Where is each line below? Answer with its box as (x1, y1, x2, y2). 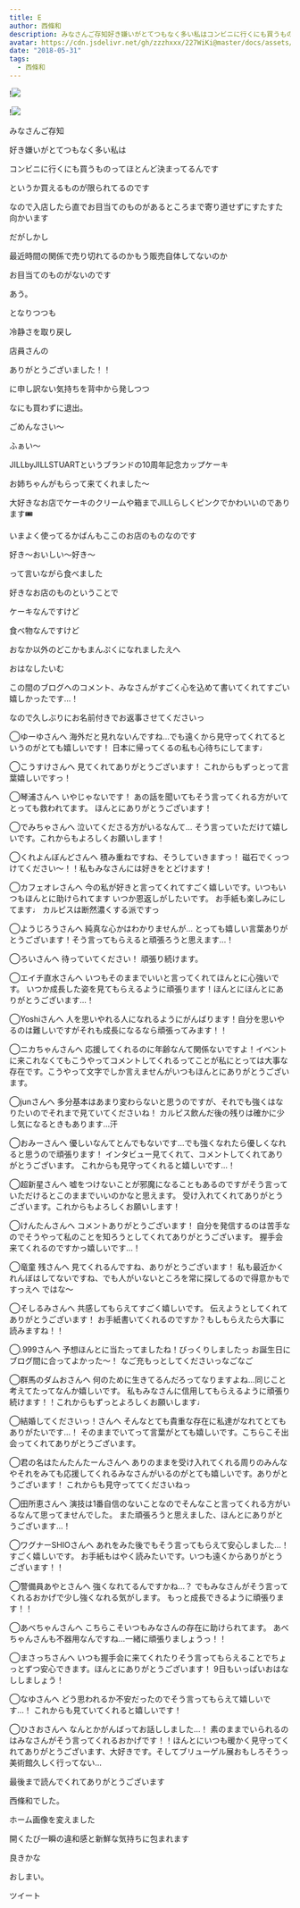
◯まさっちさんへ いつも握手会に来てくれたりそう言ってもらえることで (9, 1652, 271, 1662)
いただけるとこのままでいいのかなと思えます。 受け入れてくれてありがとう (9, 1190, 284, 1201)
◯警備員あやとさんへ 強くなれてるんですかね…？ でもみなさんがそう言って (9, 1580, 288, 1591)
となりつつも (9, 307, 56, 318)
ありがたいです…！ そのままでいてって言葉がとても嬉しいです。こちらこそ (9, 1427, 281, 1437)
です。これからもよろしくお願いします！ (16, 833, 165, 843)
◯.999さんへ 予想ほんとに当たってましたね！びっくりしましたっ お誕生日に (9, 1343, 291, 1354)
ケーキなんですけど (9, 606, 80, 616)
